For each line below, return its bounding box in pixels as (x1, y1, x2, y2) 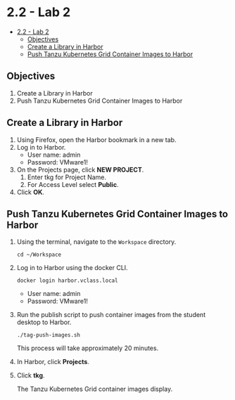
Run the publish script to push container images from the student (16, 311, 205, 319)
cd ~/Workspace (16, 251, 62, 259)
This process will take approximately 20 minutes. (16, 344, 159, 352)
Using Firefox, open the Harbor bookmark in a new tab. (16, 135, 177, 144)
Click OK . (16, 188, 45, 196)
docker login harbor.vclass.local (16, 277, 118, 285)
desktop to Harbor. (16, 318, 72, 327)
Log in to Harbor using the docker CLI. (16, 264, 128, 272)
